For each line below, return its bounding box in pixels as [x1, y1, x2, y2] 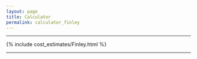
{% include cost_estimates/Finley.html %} [6, 41, 107, 48]
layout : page [6, 8, 38, 15]
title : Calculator [6, 14, 51, 20]
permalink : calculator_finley [6, 19, 80, 25]
